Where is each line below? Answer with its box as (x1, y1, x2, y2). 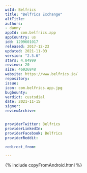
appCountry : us (5, 35, 36, 40)
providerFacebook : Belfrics (5, 130, 63, 136)
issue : (5, 81, 19, 86)
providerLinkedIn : (5, 126, 43, 131)
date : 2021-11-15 (5, 99, 41, 104)
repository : (5, 76, 29, 81)
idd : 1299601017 (5, 40, 38, 44)
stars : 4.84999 (5, 58, 36, 63)
